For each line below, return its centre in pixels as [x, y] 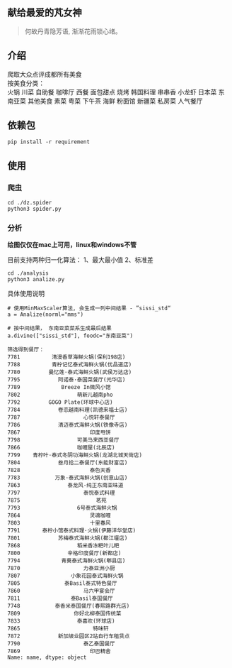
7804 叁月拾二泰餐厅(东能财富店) [68, 463]
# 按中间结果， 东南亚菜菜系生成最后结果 [59, 329]
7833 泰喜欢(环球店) [61, 621]
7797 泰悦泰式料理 [61, 493]
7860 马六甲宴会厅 [61, 591]
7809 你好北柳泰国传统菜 [64, 614]
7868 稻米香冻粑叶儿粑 [63, 546]
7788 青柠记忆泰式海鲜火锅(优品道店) [70, 365]
